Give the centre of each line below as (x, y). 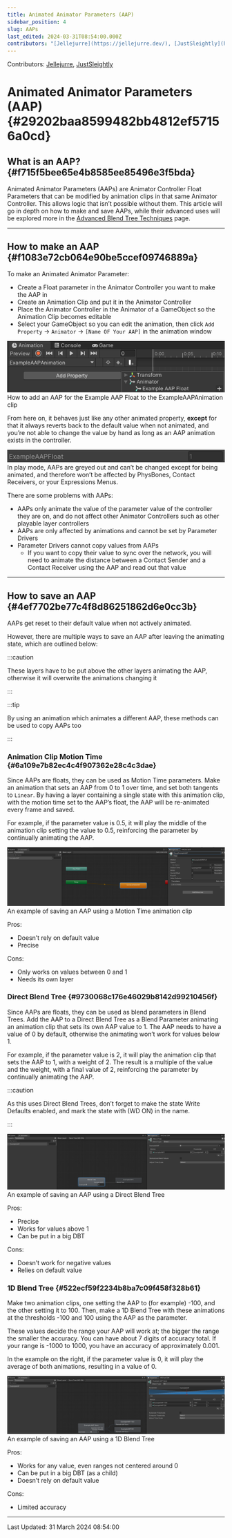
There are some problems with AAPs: (60, 496)
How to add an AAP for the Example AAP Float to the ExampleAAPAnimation (115, 398)
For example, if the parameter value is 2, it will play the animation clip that (112, 1055)
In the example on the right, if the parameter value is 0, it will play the (105, 1359)
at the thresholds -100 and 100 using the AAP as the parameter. (97, 1318)
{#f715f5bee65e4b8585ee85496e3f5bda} (101, 172)
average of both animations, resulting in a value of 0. (82, 1367)
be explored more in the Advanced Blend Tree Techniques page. (99, 218)
